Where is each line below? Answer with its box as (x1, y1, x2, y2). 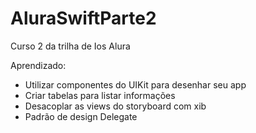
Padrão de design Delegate (24, 110, 138, 122)
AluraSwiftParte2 (10, 7, 157, 30)
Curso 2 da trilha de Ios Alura (10, 40, 131, 52)
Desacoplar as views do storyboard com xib (24, 100, 207, 112)
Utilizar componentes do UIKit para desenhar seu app (24, 78, 247, 91)
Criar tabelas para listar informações (24, 89, 176, 101)
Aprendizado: (10, 59, 67, 71)
